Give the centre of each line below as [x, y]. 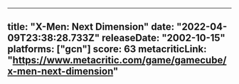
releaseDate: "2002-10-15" [164, 38]
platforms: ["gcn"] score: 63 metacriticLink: [107, 49]
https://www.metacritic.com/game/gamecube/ [119, 60]
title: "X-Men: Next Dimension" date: [91, 27]
